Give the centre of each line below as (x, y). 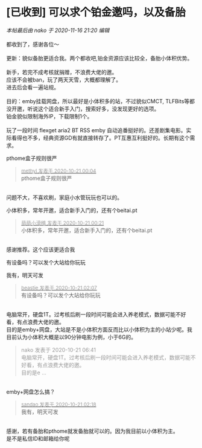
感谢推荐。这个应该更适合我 (41, 249)
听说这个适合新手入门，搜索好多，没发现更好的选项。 (93, 109)
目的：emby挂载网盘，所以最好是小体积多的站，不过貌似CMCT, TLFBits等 (98, 101)
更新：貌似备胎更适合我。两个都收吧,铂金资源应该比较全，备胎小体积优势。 (99, 58)
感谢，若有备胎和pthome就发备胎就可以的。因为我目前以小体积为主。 (93, 431)
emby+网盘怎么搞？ (31, 392)
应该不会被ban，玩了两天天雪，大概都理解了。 (64, 80)
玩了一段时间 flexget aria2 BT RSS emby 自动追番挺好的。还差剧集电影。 (96, 130)
